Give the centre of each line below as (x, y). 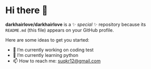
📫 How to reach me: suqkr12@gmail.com (57, 61)
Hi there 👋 (26, 10)
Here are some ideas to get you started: (48, 40)
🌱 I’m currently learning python (45, 55)
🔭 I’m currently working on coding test (53, 50)
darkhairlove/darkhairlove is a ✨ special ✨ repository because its (76, 24)
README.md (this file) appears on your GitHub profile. (60, 30)
